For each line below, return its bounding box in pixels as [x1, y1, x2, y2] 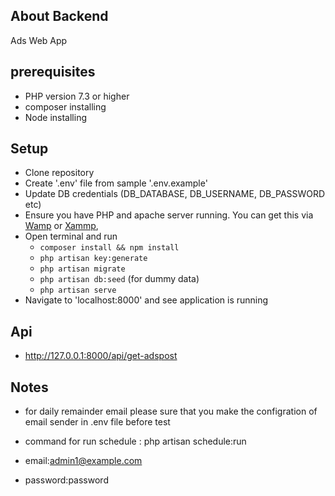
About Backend [10, 8, 109, 25]
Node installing [24, 111, 88, 123]
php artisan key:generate [39, 254, 148, 264]
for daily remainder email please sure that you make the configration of [24, 405, 318, 418]
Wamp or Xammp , [24, 220, 99, 232]
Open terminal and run [24, 230, 118, 243]
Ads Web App [10, 34, 68, 46]
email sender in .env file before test [24, 416, 171, 428]
